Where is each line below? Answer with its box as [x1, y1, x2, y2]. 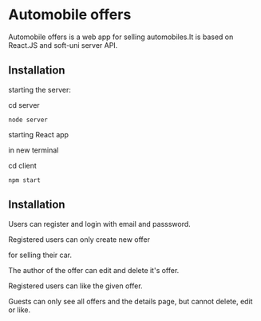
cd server [8, 100, 40, 109]
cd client [8, 160, 38, 170]
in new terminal [8, 145, 59, 155]
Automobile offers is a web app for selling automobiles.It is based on [8, 32, 234, 42]
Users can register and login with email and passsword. [8, 219, 192, 228]
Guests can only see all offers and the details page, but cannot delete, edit [8, 296, 253, 306]
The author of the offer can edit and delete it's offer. [8, 265, 180, 275]
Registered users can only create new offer [8, 234, 150, 244]
